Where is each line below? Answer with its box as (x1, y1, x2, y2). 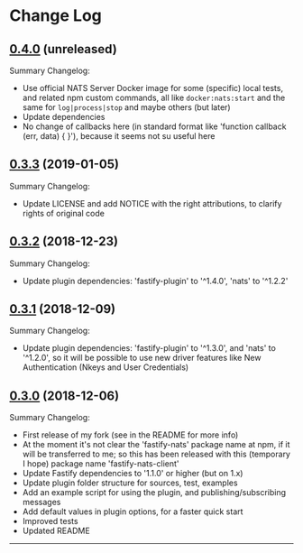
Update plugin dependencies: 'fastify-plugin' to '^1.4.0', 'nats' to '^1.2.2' (22, 275, 289, 286)
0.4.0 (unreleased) (9, 41, 117, 57)
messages (22, 497, 61, 508)
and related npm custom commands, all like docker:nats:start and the (22, 92, 286, 103)
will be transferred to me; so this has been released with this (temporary (22, 448, 291, 460)
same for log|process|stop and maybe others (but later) (22, 102, 232, 113)
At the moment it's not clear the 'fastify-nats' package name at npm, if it (22, 439, 290, 450)
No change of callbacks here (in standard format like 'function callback (22, 121, 287, 132)
